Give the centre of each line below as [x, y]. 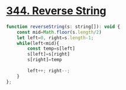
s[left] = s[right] [49, 54]
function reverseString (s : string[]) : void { [63, 27]
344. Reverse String [56, 11]
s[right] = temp [45, 60]
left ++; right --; [49, 70]
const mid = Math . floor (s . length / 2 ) [59, 32]
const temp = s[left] [51, 49]
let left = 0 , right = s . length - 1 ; [55, 38]
